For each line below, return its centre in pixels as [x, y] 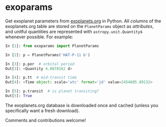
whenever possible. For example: [39, 37]
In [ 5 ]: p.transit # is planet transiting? [52, 91]
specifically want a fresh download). [42, 111]
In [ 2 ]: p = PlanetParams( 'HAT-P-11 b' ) [48, 55]
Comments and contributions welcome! [46, 120]
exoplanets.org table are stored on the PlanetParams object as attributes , [80, 26]
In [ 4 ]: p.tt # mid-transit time [41, 78]
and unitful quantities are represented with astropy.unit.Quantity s [74, 31]
